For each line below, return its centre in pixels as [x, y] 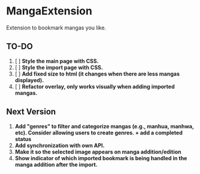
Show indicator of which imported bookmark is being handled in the [101, 158]
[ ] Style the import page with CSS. [59, 67]
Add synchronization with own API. [60, 145]
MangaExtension [49, 11]
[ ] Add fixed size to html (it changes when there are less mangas [97, 74]
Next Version [31, 112]
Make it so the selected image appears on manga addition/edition [98, 152]
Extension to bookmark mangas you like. [56, 28]
